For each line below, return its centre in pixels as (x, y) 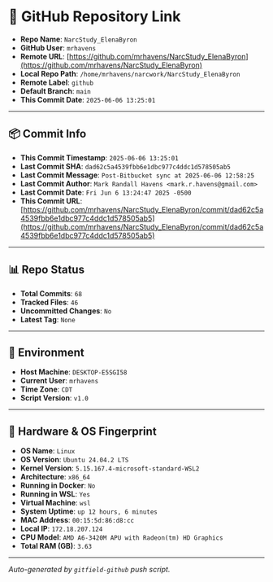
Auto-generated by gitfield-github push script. (89, 570)
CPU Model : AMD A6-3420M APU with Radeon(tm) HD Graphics (121, 537)
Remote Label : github (57, 82)
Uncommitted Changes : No (66, 311)
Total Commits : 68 (51, 293)
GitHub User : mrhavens (58, 47)
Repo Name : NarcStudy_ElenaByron (78, 39)
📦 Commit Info (48, 134)
